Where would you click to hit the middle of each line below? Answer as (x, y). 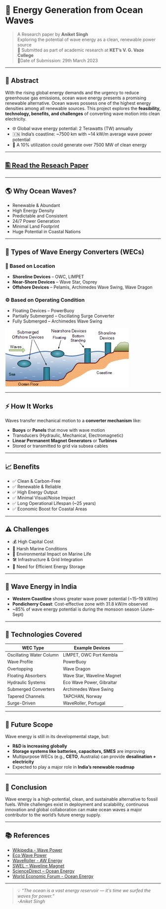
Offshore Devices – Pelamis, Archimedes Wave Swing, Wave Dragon (82, 287)
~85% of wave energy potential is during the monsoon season (76, 609)
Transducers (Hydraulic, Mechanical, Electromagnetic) (68, 435)
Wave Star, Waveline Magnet (92, 675)
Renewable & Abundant (36, 206)
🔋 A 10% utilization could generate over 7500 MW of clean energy (79, 145)
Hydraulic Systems (26, 682)
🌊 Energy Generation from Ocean (74, 10)
